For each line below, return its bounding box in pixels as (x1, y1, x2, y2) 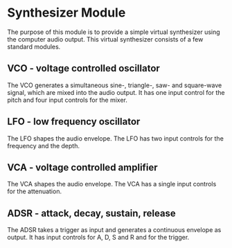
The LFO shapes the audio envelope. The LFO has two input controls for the (7, 134, 224, 143)
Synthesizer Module (7, 5, 126, 21)
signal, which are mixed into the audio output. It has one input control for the (7, 88, 225, 96)
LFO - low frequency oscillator (7, 116, 141, 127)
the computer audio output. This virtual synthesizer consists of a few (7, 35, 204, 43)
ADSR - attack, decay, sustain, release (7, 207, 177, 219)
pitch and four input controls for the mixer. (7, 96, 128, 104)
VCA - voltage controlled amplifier (7, 161, 158, 173)
